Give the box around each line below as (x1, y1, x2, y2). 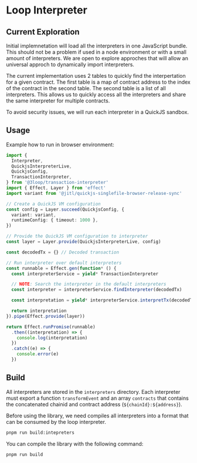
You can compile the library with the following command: (6, 440, 144, 447)
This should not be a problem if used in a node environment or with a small (6, 49, 186, 56)
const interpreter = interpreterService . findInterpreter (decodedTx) (11, 287, 182, 293)
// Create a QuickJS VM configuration (6, 201, 101, 207)
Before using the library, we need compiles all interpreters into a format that (6, 412, 189, 419)
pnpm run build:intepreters (6, 430, 75, 435)
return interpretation (11, 308, 67, 314)
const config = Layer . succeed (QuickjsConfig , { (6, 206, 125, 212)
